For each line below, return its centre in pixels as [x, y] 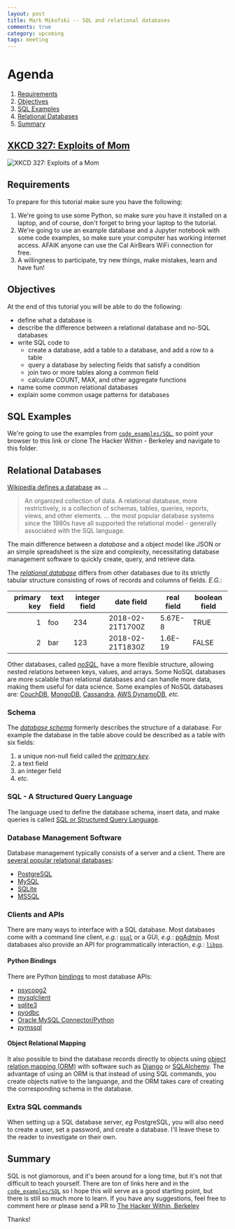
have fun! [31, 267]
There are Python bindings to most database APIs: [80, 976]
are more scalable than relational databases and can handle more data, [109, 679]
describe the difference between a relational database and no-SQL [114, 328]
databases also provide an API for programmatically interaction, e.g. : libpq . [116, 945]
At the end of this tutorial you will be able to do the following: [95, 307]
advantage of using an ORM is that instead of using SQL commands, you [112, 1073]
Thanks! [19, 1219]
